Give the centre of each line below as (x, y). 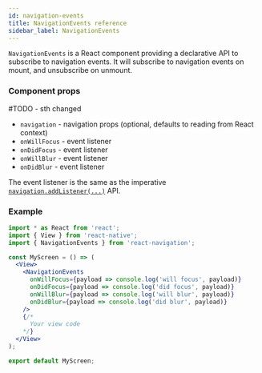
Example (26, 211)
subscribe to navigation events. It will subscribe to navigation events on (126, 62)
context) (34, 132)
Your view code (55, 324)
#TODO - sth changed (45, 108)
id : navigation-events (46, 16)
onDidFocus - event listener (64, 150)
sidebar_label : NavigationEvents (64, 30)
